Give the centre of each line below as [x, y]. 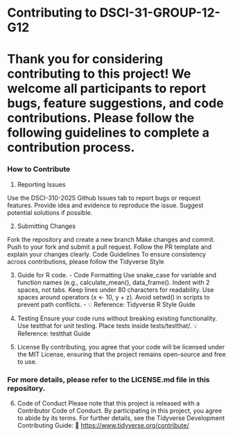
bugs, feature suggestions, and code [115, 104]
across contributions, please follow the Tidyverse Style [86, 261]
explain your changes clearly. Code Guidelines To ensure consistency [107, 254]
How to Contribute [39, 169]
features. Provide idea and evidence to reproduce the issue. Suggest [105, 205]
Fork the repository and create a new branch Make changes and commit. [111, 239]
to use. [27, 361]
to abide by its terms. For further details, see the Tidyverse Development [121, 418]
